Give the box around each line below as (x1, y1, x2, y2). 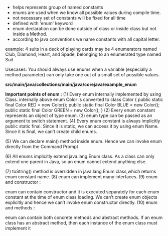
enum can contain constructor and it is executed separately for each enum (5, 189, 159, 195)
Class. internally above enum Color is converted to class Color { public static (5, 96, 163, 102)
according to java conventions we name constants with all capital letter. (12, 36, 160, 42)
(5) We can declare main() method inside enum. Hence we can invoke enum (5, 138, 162, 144)
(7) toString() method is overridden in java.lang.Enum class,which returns (5, 168, 156, 174)
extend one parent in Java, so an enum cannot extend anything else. (5, 159, 147, 165)
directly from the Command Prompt (5, 144, 79, 150)
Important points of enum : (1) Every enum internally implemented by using (5, 91, 161, 97)
